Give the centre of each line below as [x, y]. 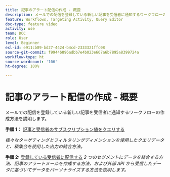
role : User [17, 38]
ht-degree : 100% [22, 66]
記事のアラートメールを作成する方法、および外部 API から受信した [83, 164]
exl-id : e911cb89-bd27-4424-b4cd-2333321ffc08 [55, 48]
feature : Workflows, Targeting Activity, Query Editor [64, 19]
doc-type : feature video [31, 24]
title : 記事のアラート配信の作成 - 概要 [43, 10]
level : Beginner [22, 43]
